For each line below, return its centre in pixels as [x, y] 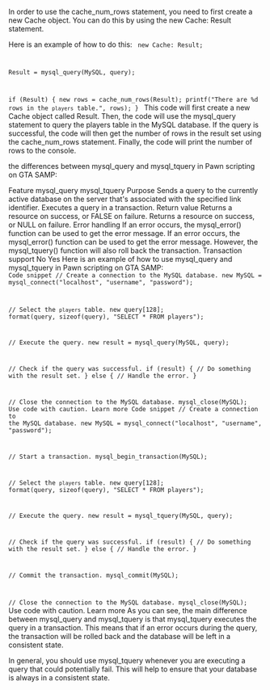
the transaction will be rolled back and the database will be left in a [120, 636]
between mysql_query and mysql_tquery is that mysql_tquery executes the [133, 619]
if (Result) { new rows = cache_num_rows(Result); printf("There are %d [133, 99]
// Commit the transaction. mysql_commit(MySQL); [94, 575]
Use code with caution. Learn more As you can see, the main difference [128, 610]
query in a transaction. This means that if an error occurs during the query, [133, 627]
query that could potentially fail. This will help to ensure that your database [133, 669]
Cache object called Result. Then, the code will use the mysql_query [122, 116]
